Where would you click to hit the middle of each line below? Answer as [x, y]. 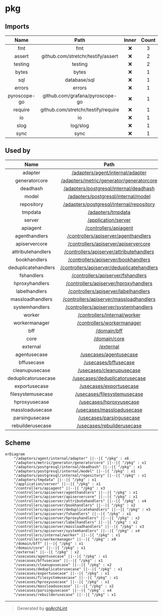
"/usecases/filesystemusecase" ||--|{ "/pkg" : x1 [66, 578]
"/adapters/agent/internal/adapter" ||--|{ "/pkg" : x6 [72, 458]
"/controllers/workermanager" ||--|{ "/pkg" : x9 [65, 539]
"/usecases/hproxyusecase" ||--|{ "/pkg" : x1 [62, 582]
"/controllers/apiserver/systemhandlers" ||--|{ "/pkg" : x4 [77, 531]
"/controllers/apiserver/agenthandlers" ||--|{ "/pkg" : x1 [76, 492]
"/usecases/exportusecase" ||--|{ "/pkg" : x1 [62, 573]
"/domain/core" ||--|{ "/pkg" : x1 [50, 548]
